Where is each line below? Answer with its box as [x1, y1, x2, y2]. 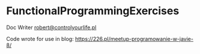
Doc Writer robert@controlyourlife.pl [6, 24, 97, 31]
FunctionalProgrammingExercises [6, 4, 180, 18]
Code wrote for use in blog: [6, 35, 74, 42]
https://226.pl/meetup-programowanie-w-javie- [74, 35, 194, 42]
